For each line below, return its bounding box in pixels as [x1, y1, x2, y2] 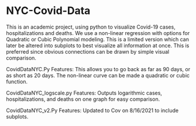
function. [6, 78, 28, 85]
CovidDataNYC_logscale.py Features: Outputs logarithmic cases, [6, 89, 163, 96]
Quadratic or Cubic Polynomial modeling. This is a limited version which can [6, 36, 189, 43]
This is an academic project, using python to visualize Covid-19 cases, [6, 23, 176, 30]
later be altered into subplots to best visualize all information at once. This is [6, 42, 190, 49]
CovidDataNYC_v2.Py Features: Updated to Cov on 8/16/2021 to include [6, 107, 179, 114]
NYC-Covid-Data [6, 4, 91, 17]
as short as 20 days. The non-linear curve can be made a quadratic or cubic [6, 72, 190, 79]
